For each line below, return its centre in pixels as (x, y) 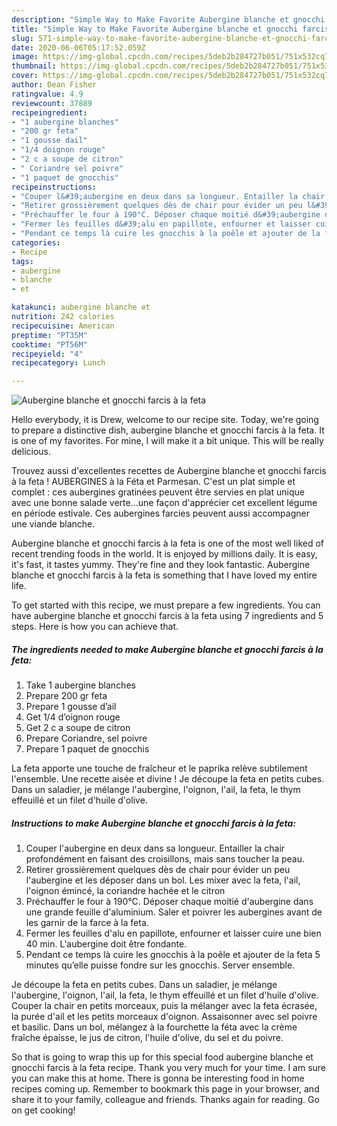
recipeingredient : (49, 112)
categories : (36, 242)
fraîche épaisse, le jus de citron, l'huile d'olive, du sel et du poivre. (147, 1038)
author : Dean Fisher (54, 85)
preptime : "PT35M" (49, 335)
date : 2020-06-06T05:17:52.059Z (78, 47)
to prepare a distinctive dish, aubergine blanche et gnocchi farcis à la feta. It (168, 430)
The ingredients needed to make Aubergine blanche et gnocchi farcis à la (167, 649)
